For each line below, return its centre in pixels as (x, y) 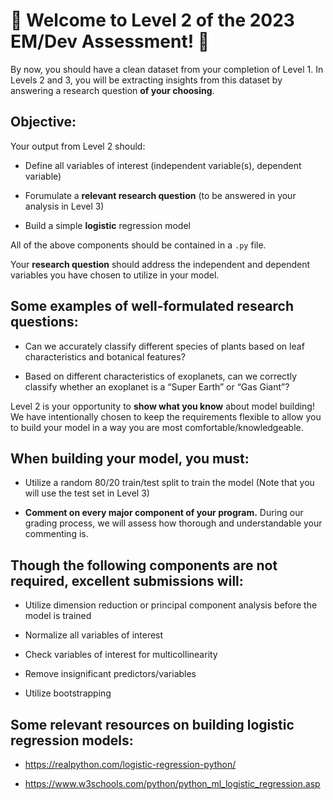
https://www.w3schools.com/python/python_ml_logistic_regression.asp (172, 783)
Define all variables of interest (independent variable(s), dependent (163, 165)
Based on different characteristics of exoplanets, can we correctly (161, 376)
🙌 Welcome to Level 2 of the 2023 (152, 20)
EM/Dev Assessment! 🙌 (110, 41)
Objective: (43, 122)
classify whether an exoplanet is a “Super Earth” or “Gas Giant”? (157, 386)
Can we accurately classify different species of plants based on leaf (164, 346)
